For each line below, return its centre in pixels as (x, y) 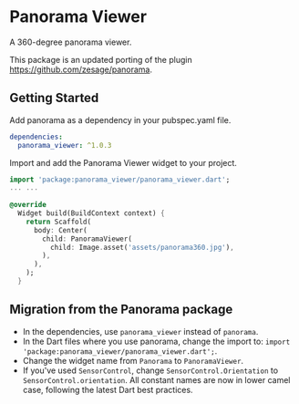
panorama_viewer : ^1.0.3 (65, 145)
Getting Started (54, 98)
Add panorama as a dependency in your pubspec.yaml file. (120, 119)
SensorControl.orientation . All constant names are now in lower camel (156, 379)
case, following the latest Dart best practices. (108, 389)
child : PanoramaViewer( (87, 239)
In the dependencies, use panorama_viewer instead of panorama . (140, 331)
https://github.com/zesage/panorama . (81, 69)
